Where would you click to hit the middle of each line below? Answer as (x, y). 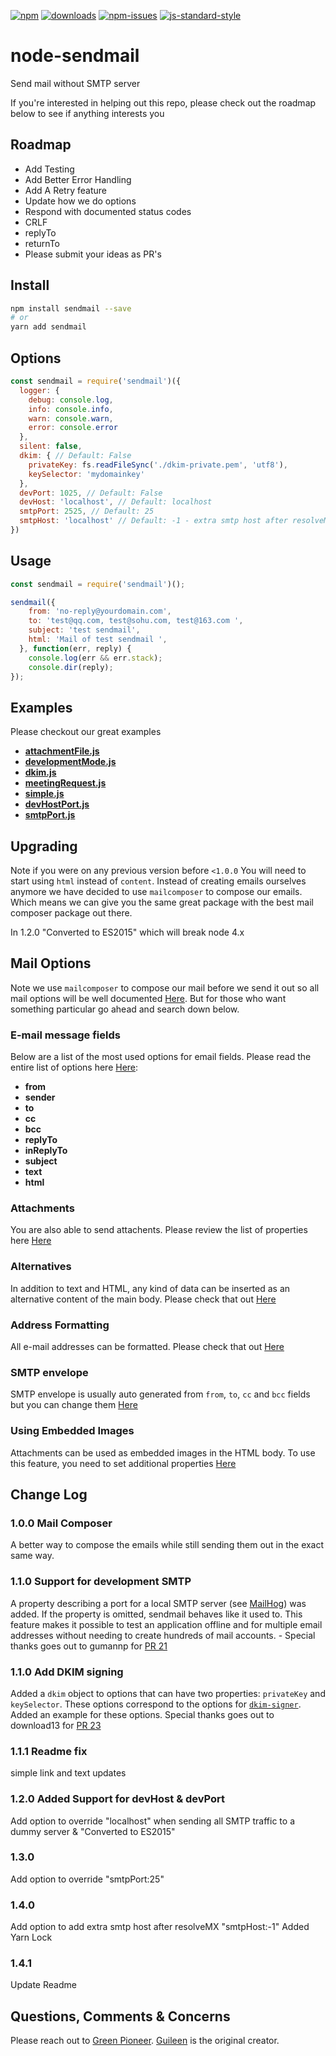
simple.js (44, 794)
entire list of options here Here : (74, 1067)
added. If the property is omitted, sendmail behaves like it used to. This (156, 1614)
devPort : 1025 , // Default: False (91, 493)
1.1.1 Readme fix (49, 1751)
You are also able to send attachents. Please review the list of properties (159, 1230)
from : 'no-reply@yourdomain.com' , (100, 611)
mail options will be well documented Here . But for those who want (148, 998)
